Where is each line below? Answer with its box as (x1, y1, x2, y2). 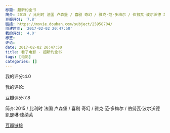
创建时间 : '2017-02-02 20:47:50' (5, 26, 73, 31)
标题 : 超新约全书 (5, 7, 36, 13)
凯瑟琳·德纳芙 (5, 112, 34, 118)
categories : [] (5, 59, 37, 64)
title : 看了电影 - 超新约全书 (5, 49, 62, 54)
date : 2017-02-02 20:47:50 (5, 45, 62, 50)
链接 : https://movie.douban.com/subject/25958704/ (5, 21, 113, 27)
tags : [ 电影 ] (5, 54, 31, 59)
